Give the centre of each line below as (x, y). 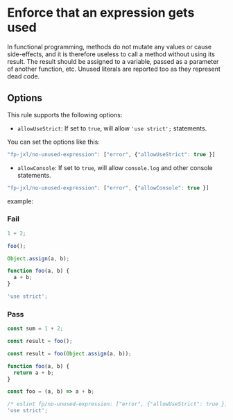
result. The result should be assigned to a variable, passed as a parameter (113, 61)
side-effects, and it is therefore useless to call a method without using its (111, 54)
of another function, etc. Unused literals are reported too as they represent (114, 69)
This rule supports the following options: (65, 115)
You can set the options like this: (54, 142)
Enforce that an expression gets (101, 13)
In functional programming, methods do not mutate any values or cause (110, 47)
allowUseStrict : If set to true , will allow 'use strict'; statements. (112, 128)
